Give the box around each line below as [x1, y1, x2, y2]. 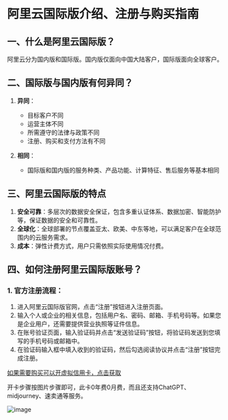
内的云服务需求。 [23, 233, 72, 241]
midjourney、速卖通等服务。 [7, 392, 87, 400]
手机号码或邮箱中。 [29, 337, 84, 345]
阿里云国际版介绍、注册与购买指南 [7, 6, 200, 22]
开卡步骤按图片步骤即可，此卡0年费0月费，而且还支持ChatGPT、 [7, 383, 190, 391]
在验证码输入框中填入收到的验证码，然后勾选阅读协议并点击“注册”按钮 [16, 345, 215, 354]
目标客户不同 [27, 111, 64, 119]
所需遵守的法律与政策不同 [27, 128, 100, 136]
